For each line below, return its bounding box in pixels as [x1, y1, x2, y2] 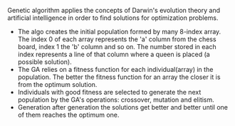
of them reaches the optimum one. [17, 110, 120, 119]
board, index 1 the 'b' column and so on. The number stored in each [17, 43, 216, 51]
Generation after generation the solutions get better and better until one [17, 103, 229, 111]
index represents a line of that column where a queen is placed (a [17, 50, 210, 58]
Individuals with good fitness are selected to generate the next [17, 88, 202, 96]
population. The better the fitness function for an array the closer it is [17, 73, 221, 81]
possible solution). [17, 58, 73, 66]
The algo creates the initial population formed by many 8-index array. [17, 28, 221, 36]
